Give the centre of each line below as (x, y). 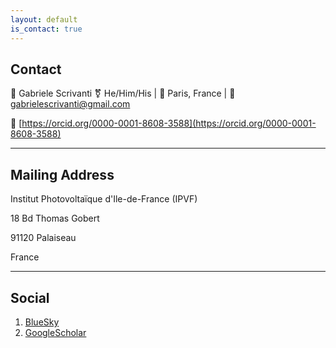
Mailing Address (62, 174)
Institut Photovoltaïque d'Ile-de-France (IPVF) (104, 199)
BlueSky (42, 322)
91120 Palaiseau (43, 238)
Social (30, 297)
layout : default (44, 19)
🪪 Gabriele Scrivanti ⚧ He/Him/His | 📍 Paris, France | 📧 (123, 93)
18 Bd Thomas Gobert (55, 218)
